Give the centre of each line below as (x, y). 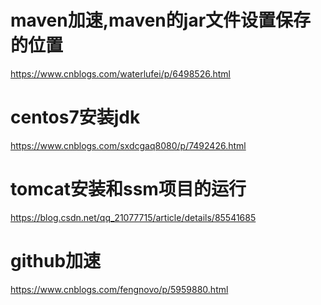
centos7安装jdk (75, 117)
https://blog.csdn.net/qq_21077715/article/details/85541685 (133, 217)
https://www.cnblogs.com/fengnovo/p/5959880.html (119, 289)
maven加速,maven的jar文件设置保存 (161, 20)
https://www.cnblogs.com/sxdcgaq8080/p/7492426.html (128, 145)
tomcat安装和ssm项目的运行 (128, 189)
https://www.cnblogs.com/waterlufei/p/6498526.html (120, 73)
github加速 (56, 261)
